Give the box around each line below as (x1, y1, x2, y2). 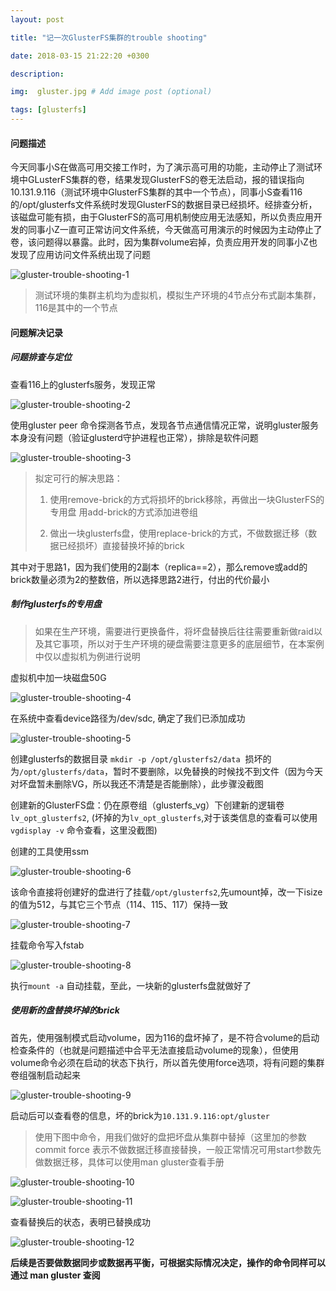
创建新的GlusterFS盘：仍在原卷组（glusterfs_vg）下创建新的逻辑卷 (10, 799, 285, 811)
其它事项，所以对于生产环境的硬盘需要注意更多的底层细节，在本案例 (43, 637, 325, 650)
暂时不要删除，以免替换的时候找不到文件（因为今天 (113, 765, 324, 777)
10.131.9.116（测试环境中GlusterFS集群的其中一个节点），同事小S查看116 (10, 186, 303, 198)
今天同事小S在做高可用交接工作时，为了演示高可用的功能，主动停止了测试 (10, 161, 314, 173)
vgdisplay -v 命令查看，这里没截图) (10, 824, 158, 836)
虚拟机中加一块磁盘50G (10, 671, 107, 683)
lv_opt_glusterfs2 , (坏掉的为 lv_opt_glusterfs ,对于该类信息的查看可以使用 (10, 811, 318, 823)
